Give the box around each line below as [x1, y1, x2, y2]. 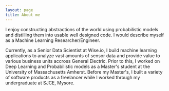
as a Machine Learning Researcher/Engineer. [5, 37, 101, 43]
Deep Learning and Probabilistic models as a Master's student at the [5, 63, 151, 70]
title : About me [5, 12, 40, 17]
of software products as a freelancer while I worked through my [5, 74, 140, 80]
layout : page [5, 7, 33, 13]
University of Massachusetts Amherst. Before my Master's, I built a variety [5, 69, 163, 75]
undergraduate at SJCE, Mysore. [5, 80, 74, 86]
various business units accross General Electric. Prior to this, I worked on [5, 58, 160, 64]
